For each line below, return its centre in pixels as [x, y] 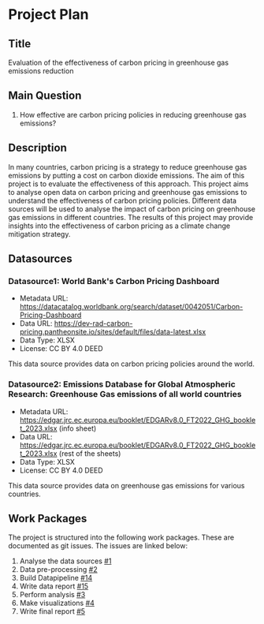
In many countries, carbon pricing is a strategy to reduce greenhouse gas [128, 166]
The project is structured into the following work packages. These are [121, 537]
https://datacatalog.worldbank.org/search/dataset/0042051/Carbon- [131, 307]
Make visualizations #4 [57, 603]
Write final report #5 [52, 611]
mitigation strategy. [39, 234]
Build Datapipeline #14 [56, 578]
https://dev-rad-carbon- [93, 323]
